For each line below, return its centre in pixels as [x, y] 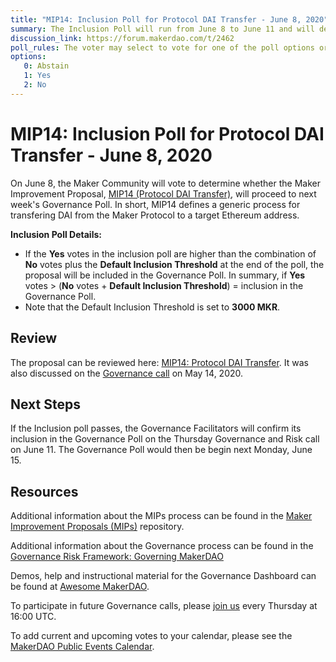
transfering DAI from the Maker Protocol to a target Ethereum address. [155, 215]
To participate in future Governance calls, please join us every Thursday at [164, 606]
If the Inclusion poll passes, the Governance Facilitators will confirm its [156, 428]
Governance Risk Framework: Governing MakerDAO [117, 557]
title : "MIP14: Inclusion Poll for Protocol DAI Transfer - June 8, [156, 19]
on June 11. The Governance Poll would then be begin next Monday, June [161, 450]
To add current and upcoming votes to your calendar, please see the [151, 636]
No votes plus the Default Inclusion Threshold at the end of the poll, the [174, 264]
